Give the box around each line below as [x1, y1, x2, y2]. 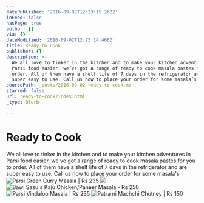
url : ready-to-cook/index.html [6, 93, 86, 99]
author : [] [6, 25, 34, 32]
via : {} [6, 32, 26, 38]
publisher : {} [6, 48, 42, 55]
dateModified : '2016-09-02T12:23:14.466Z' [6, 37, 115, 43]
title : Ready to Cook [6, 43, 61, 49]
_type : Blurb [6, 99, 39, 105]
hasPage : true [6, 20, 42, 26]
